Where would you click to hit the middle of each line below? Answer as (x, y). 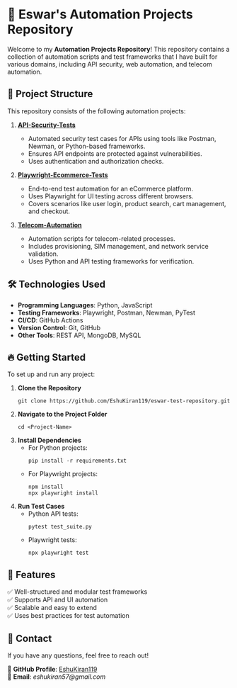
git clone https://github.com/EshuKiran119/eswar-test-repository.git (124, 401)
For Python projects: (58, 448)
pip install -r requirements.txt (77, 461)
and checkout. (49, 211)
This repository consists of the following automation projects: (97, 111)
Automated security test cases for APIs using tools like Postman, (122, 138)
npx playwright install (63, 493)
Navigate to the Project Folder (62, 415)
